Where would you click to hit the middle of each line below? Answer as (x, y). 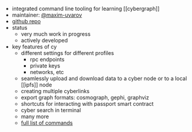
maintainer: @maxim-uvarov (47, 15)
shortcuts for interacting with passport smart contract (87, 104)
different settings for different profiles (67, 53)
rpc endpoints (47, 59)
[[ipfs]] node (36, 85)
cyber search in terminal (51, 110)
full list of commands (47, 123)
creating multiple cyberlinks (55, 91)
